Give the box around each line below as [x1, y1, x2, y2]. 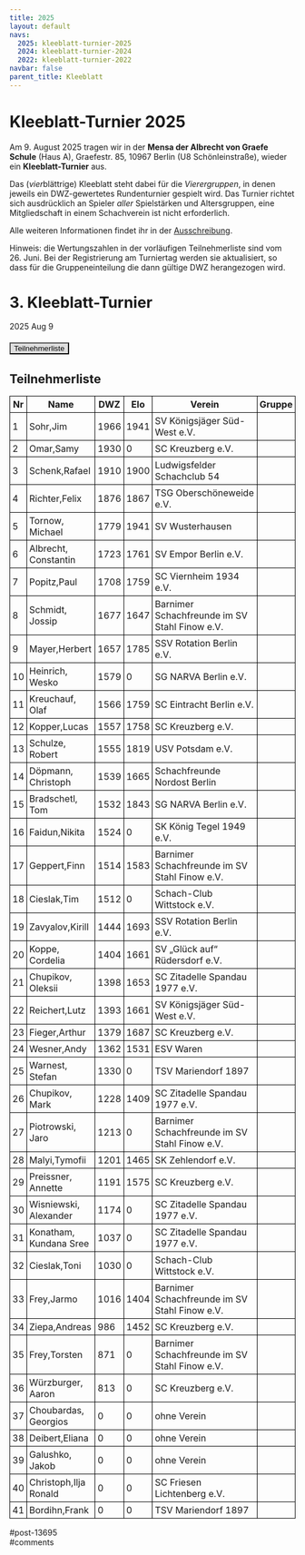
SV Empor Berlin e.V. [154, 548, 243, 561]
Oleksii [28, 982, 59, 995]
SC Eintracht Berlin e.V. [154, 698, 254, 711]
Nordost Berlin [154, 776, 217, 789]
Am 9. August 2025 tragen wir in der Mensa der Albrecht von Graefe [9, 142, 269, 153]
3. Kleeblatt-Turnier [9, 292, 152, 312]
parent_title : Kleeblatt [9, 73, 103, 82]
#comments [9, 1537, 54, 1548]
